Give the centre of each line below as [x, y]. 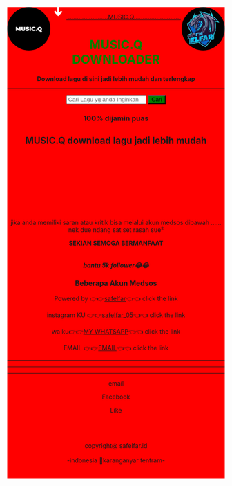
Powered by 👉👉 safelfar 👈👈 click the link [116, 298]
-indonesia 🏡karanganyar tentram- [116, 460]
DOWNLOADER [116, 60]
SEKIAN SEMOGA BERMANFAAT [116, 243]
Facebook [116, 397]
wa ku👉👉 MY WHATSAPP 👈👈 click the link [116, 331]
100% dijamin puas [116, 118]
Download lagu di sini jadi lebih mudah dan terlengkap [116, 78]
